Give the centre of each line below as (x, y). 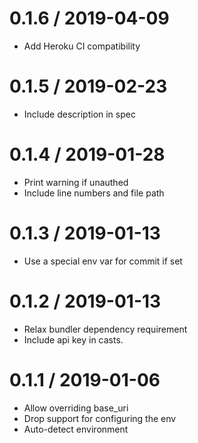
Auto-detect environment (76, 429)
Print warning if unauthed (76, 182)
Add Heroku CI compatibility (82, 46)
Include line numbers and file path (94, 193)
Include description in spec (79, 114)
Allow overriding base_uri (76, 408)
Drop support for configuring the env (100, 418)
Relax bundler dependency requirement (105, 329)
